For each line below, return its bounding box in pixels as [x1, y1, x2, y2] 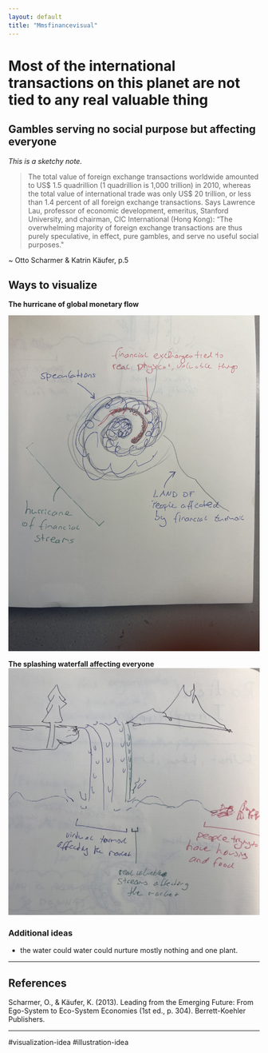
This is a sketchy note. [8, 156, 82, 166]
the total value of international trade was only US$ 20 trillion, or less [27, 189, 251, 198]
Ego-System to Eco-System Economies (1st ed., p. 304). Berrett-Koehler [8, 1006, 246, 1015]
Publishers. [8, 1015, 45, 1024]
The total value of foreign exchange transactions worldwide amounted [27, 172, 259, 181]
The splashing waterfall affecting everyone [8, 660, 155, 669]
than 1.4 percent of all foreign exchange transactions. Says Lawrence [27, 197, 256, 207]
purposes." [27, 240, 65, 249]
